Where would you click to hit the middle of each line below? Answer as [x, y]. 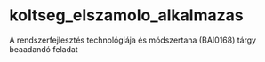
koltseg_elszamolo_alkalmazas [126, 15]
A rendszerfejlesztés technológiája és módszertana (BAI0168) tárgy [132, 40]
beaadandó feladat [44, 49]
